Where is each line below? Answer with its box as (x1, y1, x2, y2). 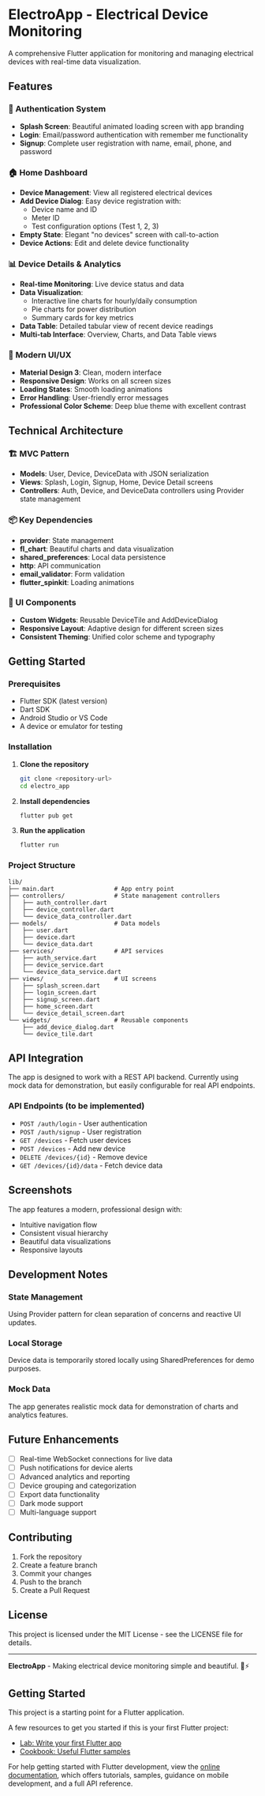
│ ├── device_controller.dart (8, 905, 114, 914)
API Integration (8, 1051, 84, 1065)
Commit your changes (19, 1568, 92, 1578)
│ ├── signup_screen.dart (8, 995, 101, 1003)
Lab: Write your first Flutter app (19, 1738, 122, 1748)
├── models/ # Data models (8, 919, 160, 927)
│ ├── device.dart (8, 933, 77, 941)
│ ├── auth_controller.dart (8, 899, 108, 907)
